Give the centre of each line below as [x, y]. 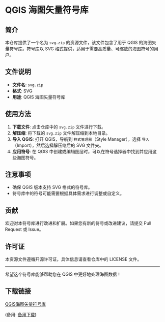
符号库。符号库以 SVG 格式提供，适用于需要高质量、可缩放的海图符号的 [82, 49]
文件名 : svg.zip [27, 85]
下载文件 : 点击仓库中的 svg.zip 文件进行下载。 [59, 127]
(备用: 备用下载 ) [21, 314]
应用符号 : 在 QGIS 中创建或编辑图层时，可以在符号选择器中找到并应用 [82, 151]
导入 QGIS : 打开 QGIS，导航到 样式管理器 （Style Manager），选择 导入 [81, 139]
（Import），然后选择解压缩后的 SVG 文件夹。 [58, 145]
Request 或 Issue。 [24, 229]
